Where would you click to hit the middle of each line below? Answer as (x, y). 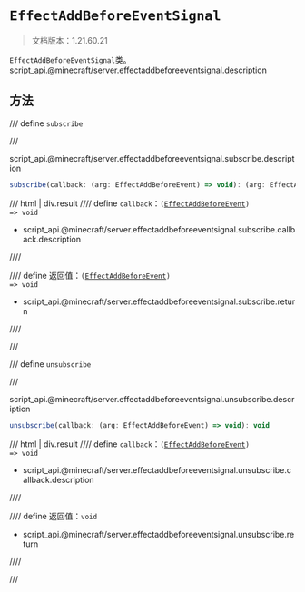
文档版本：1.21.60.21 (69, 40)
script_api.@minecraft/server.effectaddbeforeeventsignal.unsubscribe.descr (152, 399)
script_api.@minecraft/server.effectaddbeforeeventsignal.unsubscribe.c (157, 469)
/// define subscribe (46, 123)
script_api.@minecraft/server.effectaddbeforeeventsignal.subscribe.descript (152, 158)
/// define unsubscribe (50, 364)
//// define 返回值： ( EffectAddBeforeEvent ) (90, 275)
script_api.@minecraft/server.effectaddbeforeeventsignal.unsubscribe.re (158, 534)
